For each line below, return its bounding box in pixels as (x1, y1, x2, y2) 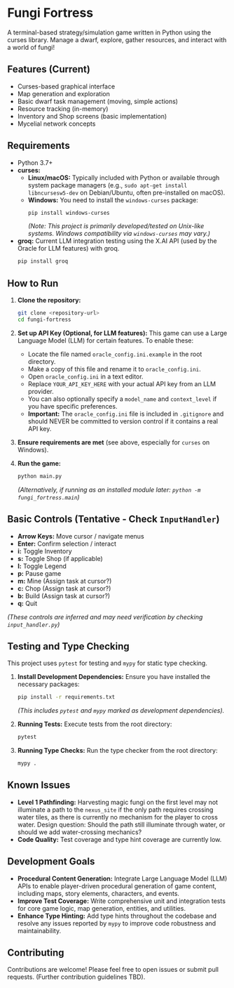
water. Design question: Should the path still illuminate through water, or (17, 820, 226, 829)
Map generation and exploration (17, 89, 110, 98)
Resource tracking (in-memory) (17, 104, 109, 113)
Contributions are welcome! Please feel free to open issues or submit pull (7, 966, 219, 974)
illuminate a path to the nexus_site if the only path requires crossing (17, 805, 214, 814)
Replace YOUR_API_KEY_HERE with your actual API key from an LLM (27, 379, 216, 388)
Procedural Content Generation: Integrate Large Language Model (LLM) (17, 874, 228, 883)
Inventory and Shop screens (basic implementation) (17, 112, 167, 120)
